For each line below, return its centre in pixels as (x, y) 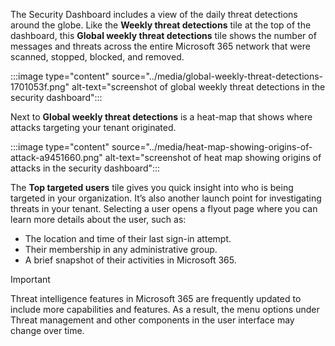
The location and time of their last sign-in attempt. (128, 238)
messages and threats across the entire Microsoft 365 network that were (160, 46)
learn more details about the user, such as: (98, 219)
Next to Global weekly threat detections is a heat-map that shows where (161, 117)
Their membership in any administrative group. (121, 249)
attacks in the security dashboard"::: (85, 168)
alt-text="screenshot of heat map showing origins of (213, 157)
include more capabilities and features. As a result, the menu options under (165, 309)
